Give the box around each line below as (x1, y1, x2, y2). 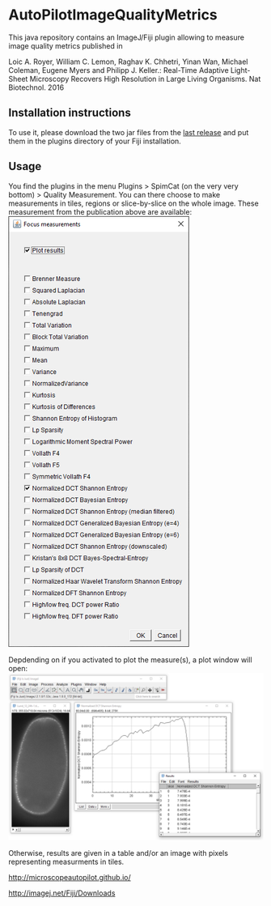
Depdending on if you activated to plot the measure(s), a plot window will (8, 654, 252, 665)
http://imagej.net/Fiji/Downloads (8, 888, 116, 898)
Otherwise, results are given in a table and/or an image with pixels (8, 849, 229, 858)
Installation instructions (8, 106, 131, 120)
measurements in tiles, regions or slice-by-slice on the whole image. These (8, 198, 259, 208)
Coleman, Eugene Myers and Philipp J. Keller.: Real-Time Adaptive (8, 65, 229, 74)
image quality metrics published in (8, 40, 123, 50)
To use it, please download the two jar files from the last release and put (8, 127, 249, 137)
